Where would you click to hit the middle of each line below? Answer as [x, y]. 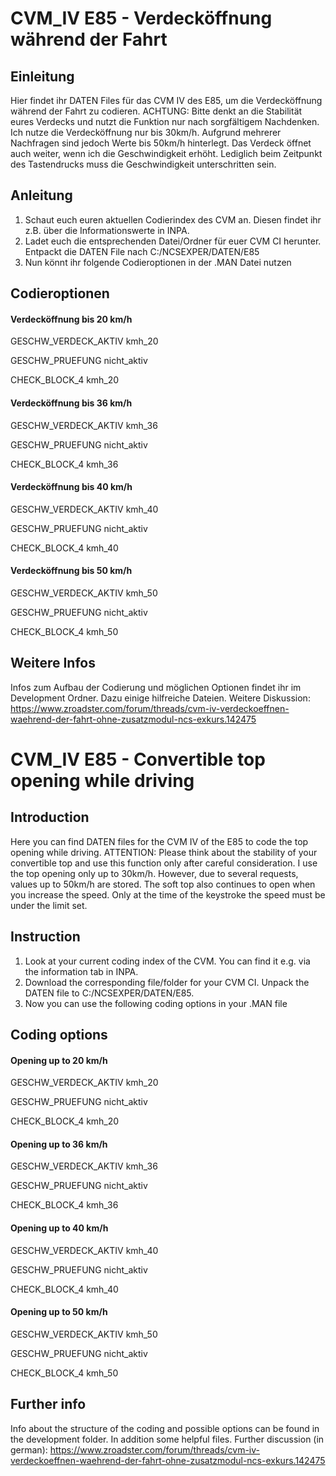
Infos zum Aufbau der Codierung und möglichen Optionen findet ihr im [156, 687]
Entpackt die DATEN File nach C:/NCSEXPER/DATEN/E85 [142, 251]
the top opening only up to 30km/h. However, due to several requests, [154, 873]
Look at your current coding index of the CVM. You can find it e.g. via [167, 961]
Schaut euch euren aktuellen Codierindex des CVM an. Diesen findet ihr [173, 219]
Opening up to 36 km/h [59, 1144]
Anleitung [41, 195]
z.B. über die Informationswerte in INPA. [107, 230]
